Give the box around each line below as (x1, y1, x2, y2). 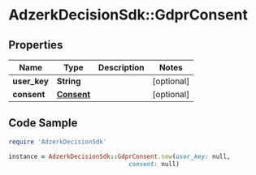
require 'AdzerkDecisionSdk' (8, 138, 107, 146)
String (56, 75, 81, 87)
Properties (8, 38, 63, 52)
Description (98, 62, 145, 73)
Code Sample (8, 116, 78, 130)
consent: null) (128, 160, 180, 168)
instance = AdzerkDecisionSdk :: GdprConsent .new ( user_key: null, (8, 152, 231, 160)
